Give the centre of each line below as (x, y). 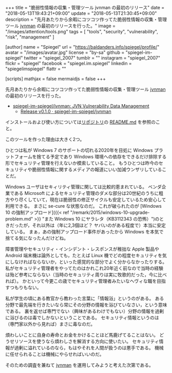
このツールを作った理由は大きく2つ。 (45, 139)
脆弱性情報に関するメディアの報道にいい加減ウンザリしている (97, 169)
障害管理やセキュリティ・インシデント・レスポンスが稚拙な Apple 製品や (82, 249)
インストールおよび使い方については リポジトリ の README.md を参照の (81, 122)
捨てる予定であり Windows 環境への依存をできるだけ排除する (102, 156)
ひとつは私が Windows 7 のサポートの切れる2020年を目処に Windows (79, 150)
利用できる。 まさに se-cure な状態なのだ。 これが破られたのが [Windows (83, 206)
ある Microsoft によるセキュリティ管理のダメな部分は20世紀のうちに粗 (89, 193)
